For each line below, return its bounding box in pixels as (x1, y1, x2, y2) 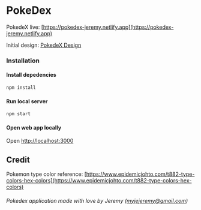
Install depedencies (6, 71, 57, 79)
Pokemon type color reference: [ (6, 170, 87, 178)
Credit (6, 154, 30, 165)
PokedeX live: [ (6, 23, 44, 31)
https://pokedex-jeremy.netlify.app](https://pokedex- (43, 23, 174, 31)
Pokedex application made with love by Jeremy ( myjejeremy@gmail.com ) (6, 197, 188, 204)
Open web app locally (6, 124, 62, 131)
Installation (6, 56, 40, 65)
